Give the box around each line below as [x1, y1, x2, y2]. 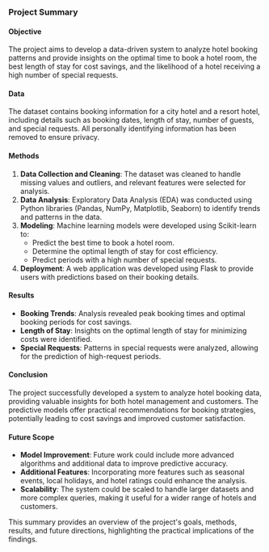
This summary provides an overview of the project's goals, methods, [8, 517, 237, 527]
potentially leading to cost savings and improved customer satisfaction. [8, 413, 246, 423]
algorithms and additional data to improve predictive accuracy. [19, 459, 229, 469]
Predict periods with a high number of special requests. [32, 255, 217, 264]
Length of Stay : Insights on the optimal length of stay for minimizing [19, 326, 247, 335]
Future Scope [8, 432, 55, 442]
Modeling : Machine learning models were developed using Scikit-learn [19, 221, 257, 230]
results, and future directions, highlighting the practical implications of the [8, 526, 254, 536]
